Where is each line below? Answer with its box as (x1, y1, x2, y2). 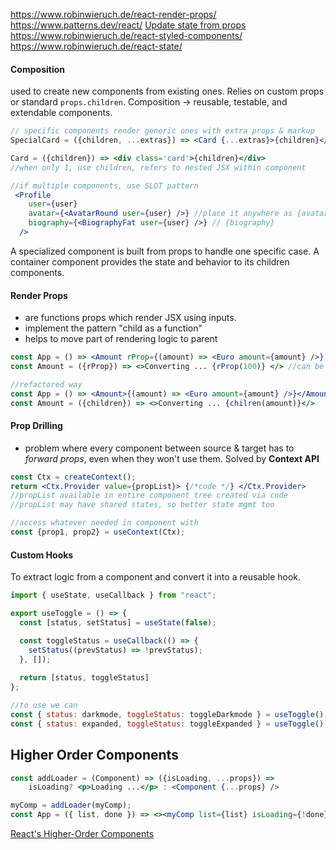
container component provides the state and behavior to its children (10, 255, 290, 268)
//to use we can (10, 700, 78, 711)
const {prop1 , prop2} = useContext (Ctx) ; (10, 527, 186, 538)
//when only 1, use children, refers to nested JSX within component (10, 162, 307, 173)
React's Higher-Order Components (10, 828, 155, 839)
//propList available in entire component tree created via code (10, 490, 288, 501)
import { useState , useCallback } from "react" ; (10, 590, 217, 601)
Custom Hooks (10, 549, 74, 561)
